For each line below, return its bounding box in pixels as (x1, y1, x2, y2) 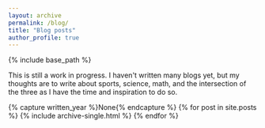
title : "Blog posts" (8, 26, 77, 34)
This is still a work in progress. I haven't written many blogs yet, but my (8, 70, 240, 80)
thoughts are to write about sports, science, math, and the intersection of (8, 79, 247, 88)
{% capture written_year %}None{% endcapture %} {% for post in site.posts (8, 103, 257, 112)
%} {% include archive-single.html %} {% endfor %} (8, 111, 180, 121)
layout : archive (8, 11, 62, 20)
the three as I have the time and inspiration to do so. (8, 88, 178, 97)
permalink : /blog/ (8, 19, 69, 27)
